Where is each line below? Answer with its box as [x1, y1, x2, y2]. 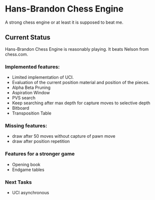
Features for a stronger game [5, 151, 75, 157]
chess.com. [5, 51, 28, 57]
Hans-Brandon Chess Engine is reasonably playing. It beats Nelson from [5, 46, 149, 52]
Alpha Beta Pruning [12, 85, 51, 90]
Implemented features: [5, 63, 60, 70]
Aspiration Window [12, 90, 50, 96]
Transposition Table [12, 110, 52, 116]
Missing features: [5, 122, 47, 129]
